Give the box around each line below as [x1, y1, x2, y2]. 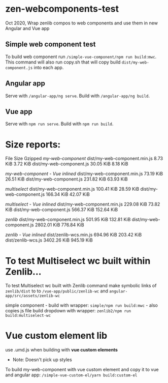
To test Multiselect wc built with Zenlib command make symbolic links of [5, 283, 157, 289]
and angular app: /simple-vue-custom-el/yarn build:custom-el [5, 372, 138, 378]
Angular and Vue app [5, 25, 50, 31]
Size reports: [5, 138, 61, 150]
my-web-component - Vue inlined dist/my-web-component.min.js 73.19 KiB [5, 171, 163, 177]
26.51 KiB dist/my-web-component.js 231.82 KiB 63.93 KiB [5, 176, 128, 182]
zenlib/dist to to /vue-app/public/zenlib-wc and [5, 288, 108, 294]
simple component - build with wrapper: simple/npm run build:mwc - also [5, 302, 158, 308]
